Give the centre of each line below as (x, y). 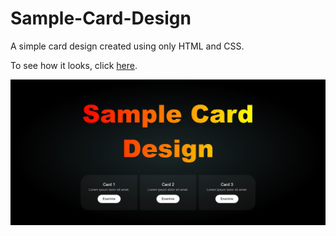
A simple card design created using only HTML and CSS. (127, 46)
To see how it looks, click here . (74, 65)
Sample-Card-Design (101, 18)
